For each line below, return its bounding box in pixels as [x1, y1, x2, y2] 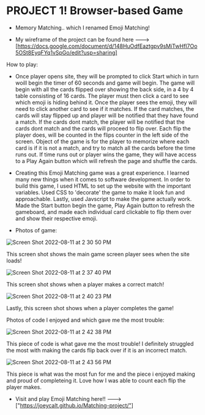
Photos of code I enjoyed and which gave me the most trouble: [6, 316, 165, 324]
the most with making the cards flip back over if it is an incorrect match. [6, 346, 188, 354]
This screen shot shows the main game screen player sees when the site [6, 250, 190, 257]
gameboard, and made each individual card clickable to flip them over [15, 208, 192, 215]
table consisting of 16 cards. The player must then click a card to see [15, 92, 189, 99]
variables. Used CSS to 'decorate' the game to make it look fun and [15, 188, 185, 196]
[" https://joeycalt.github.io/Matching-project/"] [15, 402, 133, 409]
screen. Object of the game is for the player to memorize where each [15, 137, 190, 145]
